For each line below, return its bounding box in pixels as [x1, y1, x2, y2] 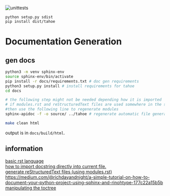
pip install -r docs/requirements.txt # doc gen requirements [5, 79, 139, 84]
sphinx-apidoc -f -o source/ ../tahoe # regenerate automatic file [5, 111, 151, 116]
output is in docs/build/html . [5, 130, 65, 136]
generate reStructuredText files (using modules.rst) [5, 169, 112, 175]
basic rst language [5, 158, 44, 164]
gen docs [5, 56, 35, 64]
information [5, 144, 43, 153]
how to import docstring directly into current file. [5, 163, 107, 169]
